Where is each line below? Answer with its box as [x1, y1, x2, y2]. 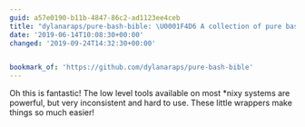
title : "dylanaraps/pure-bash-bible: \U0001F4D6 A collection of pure [9, 22, 282, 31]
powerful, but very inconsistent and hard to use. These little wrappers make [9, 97, 293, 109]
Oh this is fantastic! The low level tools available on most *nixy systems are [9, 88, 290, 99]
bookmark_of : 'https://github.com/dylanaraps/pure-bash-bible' [9, 63, 254, 73]
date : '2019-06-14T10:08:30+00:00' [9, 30, 144, 39]
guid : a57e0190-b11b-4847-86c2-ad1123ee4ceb [9, 13, 181, 23]
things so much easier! [9, 107, 95, 118]
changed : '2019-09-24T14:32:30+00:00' [9, 38, 156, 48]
